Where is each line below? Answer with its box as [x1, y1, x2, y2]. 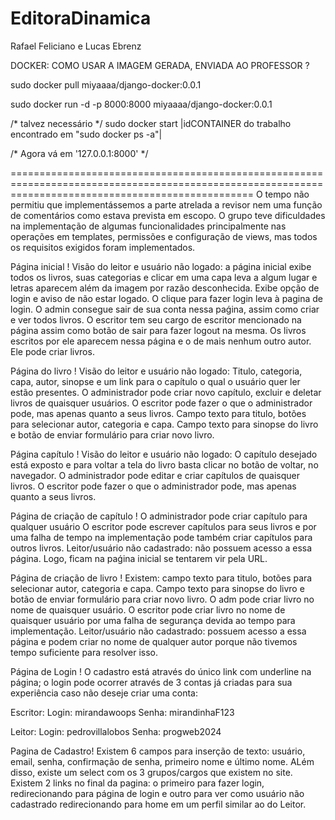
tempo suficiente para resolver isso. [10, 646, 159, 658]
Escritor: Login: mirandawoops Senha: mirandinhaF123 [10, 706, 235, 718]
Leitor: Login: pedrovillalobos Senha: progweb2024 [10, 725, 222, 737]
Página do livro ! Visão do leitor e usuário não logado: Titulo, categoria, [10, 365, 303, 377]
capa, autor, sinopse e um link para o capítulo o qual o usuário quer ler [10, 375, 301, 387]
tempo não [264, 188, 310, 200]
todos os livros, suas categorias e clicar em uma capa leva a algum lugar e [10, 271, 318, 283]
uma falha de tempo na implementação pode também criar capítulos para [10, 531, 313, 543]
